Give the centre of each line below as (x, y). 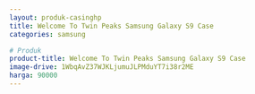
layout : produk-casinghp (55, 17)
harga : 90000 (34, 76)
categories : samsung (48, 34)
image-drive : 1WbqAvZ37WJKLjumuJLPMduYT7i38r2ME (102, 67)
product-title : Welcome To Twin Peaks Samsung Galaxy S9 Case (127, 59)
